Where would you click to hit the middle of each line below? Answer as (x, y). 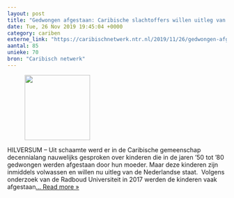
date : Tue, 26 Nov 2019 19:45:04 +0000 (65, 26)
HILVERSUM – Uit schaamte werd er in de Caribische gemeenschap (104, 149)
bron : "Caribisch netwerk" (46, 59)
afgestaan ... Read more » (43, 187)
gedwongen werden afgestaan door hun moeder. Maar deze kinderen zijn (113, 165)
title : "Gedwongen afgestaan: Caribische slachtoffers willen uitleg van (117, 20)
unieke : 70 (23, 53)
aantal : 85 (23, 46)
